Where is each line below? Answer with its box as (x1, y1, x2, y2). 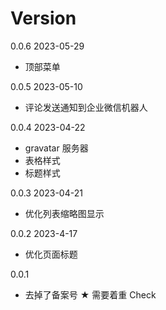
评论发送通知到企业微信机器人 (24, 101, 148, 113)
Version (10, 7, 77, 30)
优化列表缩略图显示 (24, 207, 105, 219)
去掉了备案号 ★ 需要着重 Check (24, 288, 157, 301)
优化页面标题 (24, 248, 78, 260)
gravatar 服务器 (24, 142, 89, 154)
